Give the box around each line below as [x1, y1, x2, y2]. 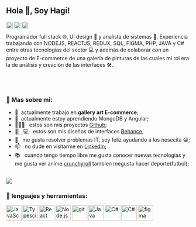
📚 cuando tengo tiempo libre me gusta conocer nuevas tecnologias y [14, 152, 186, 159]
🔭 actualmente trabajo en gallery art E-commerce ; [14, 109, 139, 116]
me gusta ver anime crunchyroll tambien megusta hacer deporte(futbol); [14, 160, 190, 167]
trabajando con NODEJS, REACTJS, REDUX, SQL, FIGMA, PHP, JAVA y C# [6, 39, 184, 47]
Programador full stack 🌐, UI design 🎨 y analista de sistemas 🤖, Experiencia [6, 33, 188, 40]
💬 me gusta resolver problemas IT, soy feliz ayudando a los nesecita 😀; [14, 136, 190, 143]
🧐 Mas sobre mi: [6, 95, 53, 104]
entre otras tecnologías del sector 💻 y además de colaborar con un [6, 46, 169, 53]
